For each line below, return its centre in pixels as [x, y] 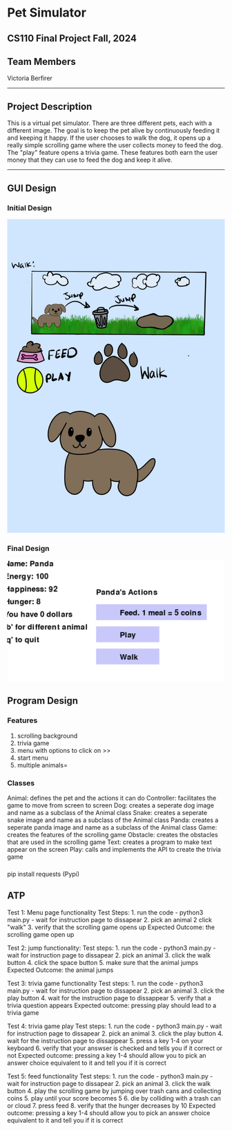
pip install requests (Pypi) [43, 874]
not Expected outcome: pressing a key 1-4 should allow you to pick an [107, 1055]
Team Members [41, 61]
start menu [32, 758]
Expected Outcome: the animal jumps [60, 970]
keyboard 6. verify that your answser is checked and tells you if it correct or [115, 1048]
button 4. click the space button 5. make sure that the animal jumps [103, 962]
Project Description [50, 106]
